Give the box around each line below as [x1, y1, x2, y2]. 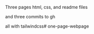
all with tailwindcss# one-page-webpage [5, 23, 90, 29]
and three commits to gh [5, 14, 56, 19]
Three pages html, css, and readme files [5, 4, 88, 10]
